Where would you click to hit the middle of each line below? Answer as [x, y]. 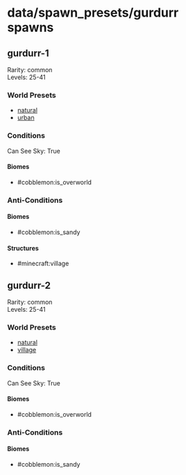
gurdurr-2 [29, 285]
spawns [31, 27]
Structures [23, 248]
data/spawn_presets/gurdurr [93, 13]
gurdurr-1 [28, 53]
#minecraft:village [43, 264]
